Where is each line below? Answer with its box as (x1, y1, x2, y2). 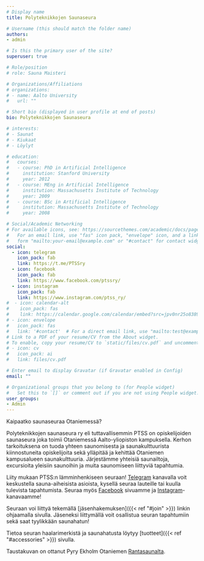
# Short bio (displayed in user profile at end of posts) (6, 109, 156, 115)
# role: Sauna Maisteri (6, 70, 67, 76)
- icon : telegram (12, 249, 56, 255)
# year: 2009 (6, 193, 50, 199)
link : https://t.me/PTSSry (17, 261, 86, 267)
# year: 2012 (6, 176, 50, 182)
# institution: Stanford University (6, 171, 110, 177)
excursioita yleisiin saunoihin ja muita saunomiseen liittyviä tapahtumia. (6, 462, 185, 469)
